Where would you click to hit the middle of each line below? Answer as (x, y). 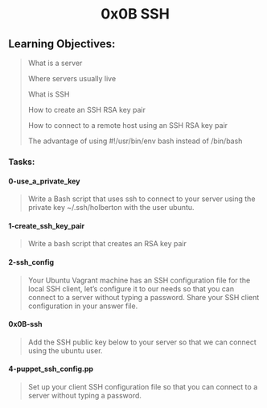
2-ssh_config (31, 262)
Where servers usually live (72, 78)
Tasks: (22, 162)
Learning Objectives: (62, 44)
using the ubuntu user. (65, 350)
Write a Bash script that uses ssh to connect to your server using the (142, 199)
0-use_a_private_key (44, 181)
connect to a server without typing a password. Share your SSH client (144, 297)
